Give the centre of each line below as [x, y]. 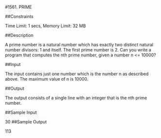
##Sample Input [21, 112]
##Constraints [19, 16]
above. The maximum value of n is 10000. [47, 79]
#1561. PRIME [18, 7]
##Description [19, 35]
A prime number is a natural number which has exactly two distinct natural [79, 45]
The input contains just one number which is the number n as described [77, 74]
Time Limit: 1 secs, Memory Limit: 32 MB [46, 26]
